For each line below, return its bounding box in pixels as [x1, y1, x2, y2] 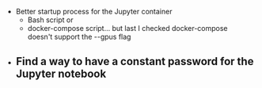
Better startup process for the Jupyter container [15, 7, 173, 16]
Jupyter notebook [15, 67, 107, 81]
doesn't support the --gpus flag [27, 32, 131, 41]
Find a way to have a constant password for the [15, 55, 254, 68]
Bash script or [27, 15, 74, 25]
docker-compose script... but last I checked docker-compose [27, 24, 228, 33]
